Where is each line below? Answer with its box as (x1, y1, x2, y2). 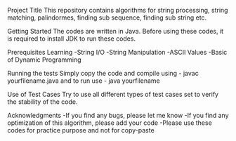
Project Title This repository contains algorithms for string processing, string (7, 6, 228, 14)
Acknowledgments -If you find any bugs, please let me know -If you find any (7, 112, 230, 119)
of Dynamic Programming (7, 55, 82, 64)
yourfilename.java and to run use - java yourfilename (7, 76, 160, 85)
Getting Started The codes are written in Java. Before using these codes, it (7, 27, 223, 35)
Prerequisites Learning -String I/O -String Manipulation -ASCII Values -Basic (7, 48, 228, 56)
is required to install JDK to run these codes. (7, 34, 136, 43)
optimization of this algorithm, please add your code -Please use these (7, 119, 212, 127)
